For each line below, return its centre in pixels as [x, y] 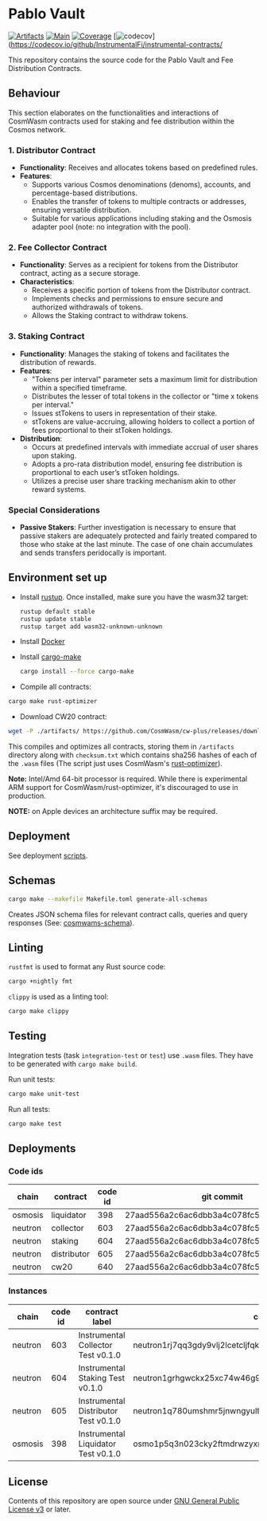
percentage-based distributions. [84, 193]
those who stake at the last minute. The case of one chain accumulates [136, 544]
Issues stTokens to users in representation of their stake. [124, 413]
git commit [222, 1197]
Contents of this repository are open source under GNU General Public [124, 1501]
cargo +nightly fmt [41, 981]
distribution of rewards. [58, 362]
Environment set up [58, 578]
